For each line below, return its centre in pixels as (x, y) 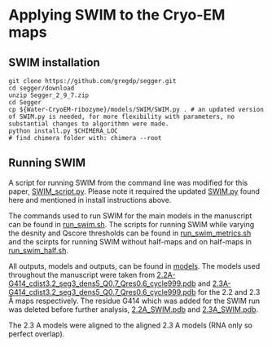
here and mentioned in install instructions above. (90, 200)
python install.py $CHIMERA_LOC (63, 131)
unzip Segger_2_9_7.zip (49, 95)
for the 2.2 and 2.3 (229, 292)
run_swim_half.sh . (39, 250)
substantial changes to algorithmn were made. (89, 124)
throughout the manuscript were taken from (82, 275)
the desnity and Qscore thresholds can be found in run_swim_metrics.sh (130, 233)
